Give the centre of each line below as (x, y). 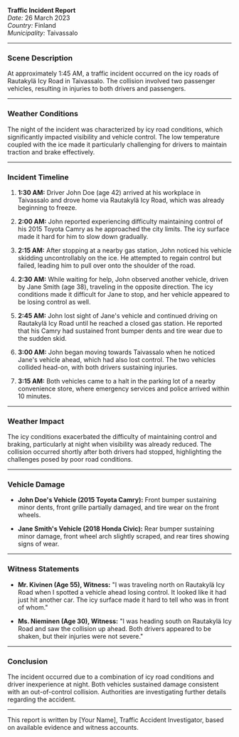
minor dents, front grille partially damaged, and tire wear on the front (118, 507)
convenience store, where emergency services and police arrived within (123, 388)
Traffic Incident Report (42, 10)
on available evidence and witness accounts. (73, 728)
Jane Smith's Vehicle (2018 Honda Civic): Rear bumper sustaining (116, 529)
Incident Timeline (38, 177)
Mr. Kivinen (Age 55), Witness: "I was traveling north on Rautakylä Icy (121, 584)
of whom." (33, 607)
